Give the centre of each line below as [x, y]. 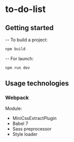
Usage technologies [37, 84]
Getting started [29, 28]
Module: [14, 108]
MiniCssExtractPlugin [34, 118]
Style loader [25, 134]
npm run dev [17, 68]
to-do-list [25, 9]
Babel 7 [20, 123]
